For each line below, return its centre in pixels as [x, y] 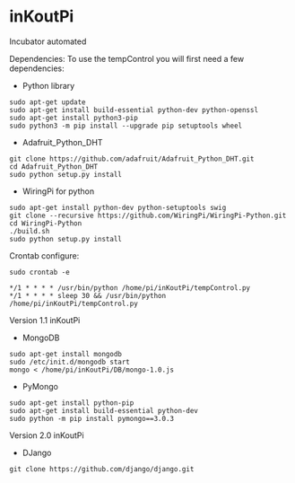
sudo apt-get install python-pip [72, 403]
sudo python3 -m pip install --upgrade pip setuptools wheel [126, 126]
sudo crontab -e [39, 272]
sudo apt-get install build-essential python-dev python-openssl [134, 110]
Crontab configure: [44, 255]
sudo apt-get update [48, 102]
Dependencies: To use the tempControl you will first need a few [127, 58]
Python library [48, 85]
